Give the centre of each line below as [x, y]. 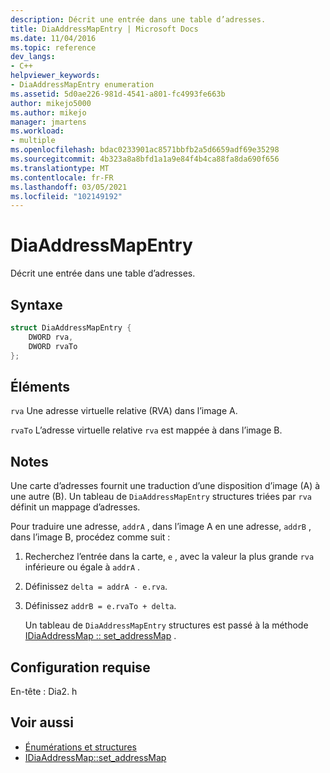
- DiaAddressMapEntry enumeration [82, 85]
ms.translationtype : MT [60, 168]
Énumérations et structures [80, 747]
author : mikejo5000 [51, 103]
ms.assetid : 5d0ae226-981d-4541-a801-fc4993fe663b [118, 94]
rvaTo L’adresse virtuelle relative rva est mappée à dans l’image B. [146, 430]
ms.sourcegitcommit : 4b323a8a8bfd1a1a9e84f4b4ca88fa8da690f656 [145, 159]
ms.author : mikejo [48, 112]
